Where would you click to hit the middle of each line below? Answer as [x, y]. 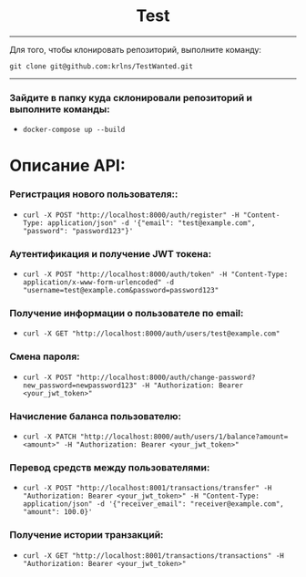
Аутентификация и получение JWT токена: [111, 253]
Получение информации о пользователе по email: [127, 313]
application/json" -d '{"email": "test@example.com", [151, 223]
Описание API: [67, 166]
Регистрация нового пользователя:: [94, 194]
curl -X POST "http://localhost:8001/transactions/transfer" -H [147, 489]
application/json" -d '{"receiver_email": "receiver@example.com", [153, 504]
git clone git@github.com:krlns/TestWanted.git [102, 66]
